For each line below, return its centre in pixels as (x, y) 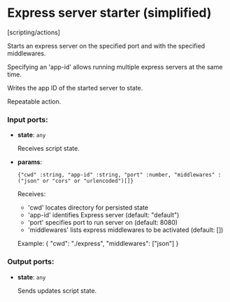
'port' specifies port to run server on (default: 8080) (103, 223)
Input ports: (28, 119)
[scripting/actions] (34, 32)
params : (30, 162)
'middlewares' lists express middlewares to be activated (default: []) (125, 230)
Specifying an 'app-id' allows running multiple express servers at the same (115, 67)
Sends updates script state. (57, 290)
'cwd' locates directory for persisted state (88, 207)
